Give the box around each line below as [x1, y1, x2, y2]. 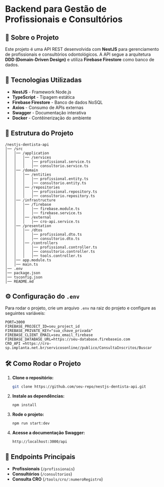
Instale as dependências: [12, 393, 65, 399]
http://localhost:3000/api [12, 439, 68, 444]
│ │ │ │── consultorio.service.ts [5, 163, 89, 168]
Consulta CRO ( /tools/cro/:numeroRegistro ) [12, 476, 103, 482]
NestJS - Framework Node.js [12, 89, 71, 95]
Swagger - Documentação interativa [12, 110, 87, 115]
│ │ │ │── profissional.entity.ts [5, 176, 89, 181]
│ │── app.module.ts [5, 258, 51, 263]
